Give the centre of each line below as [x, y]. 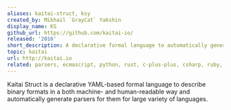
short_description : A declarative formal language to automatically [107, 45]
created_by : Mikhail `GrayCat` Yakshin [64, 20]
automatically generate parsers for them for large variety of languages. [108, 99]
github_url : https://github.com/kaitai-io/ [70, 33]
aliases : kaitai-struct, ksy [49, 13]
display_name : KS [32, 26]
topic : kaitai [27, 52]
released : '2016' [32, 39]
